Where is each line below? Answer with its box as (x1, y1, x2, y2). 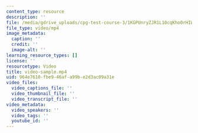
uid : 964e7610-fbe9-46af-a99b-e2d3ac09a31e (6, 74, 115, 80)
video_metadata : (6, 101, 46, 108)
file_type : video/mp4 (6, 25, 60, 31)
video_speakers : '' (11, 107, 60, 113)
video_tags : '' (11, 112, 49, 118)
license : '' (6, 58, 35, 64)
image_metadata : (6, 31, 46, 36)
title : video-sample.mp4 (6, 69, 67, 75)
